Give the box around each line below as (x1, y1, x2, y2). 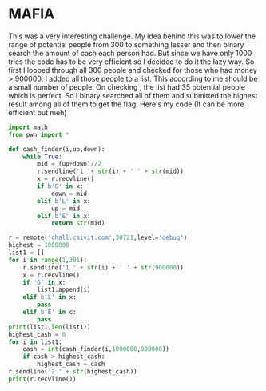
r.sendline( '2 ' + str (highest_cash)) (8, 368, 137, 376)
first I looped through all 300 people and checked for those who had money (8, 65, 257, 74)
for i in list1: (8, 337, 62, 346)
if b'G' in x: (37, 182, 84, 190)
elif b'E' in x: (37, 212, 91, 220)
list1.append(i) (37, 285, 91, 294)
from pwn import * (8, 130, 69, 138)
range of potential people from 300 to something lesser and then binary (8, 39, 244, 49)
